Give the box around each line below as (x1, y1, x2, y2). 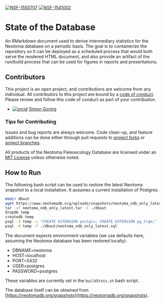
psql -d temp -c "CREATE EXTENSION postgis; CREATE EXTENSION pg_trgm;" (5, 219, 157, 224)
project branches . (5, 140, 41, 146)
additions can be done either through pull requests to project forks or (5, 135, 145, 141)
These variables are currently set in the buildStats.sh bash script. (5, 278, 139, 283)
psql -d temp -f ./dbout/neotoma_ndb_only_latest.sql (5, 224, 118, 229)
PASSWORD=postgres (12, 268, 58, 274)
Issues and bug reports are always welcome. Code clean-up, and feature (5, 129, 153, 135)
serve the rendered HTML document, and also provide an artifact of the (5, 53, 150, 59)
